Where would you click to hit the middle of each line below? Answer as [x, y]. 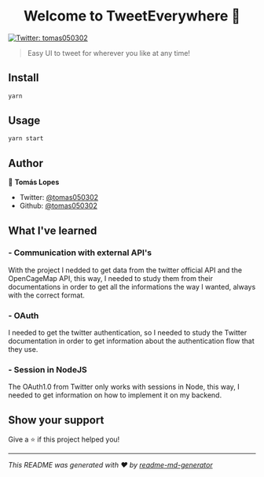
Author [26, 163]
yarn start [26, 139]
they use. [23, 349]
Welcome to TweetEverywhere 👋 [132, 16]
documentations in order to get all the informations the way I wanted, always [132, 287]
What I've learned [53, 230]
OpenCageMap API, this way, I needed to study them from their [111, 278]
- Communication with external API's [80, 253]
